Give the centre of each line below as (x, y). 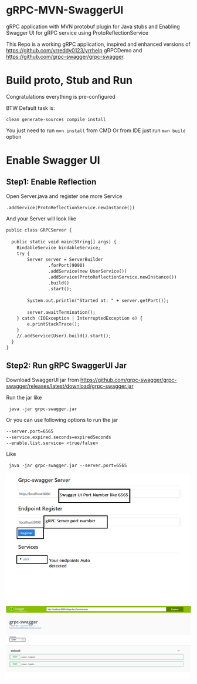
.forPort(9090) (66, 265)
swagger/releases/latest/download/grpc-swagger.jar (70, 386)
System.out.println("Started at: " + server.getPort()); (98, 300)
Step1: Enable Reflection (51, 182)
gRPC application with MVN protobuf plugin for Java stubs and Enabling (93, 26)
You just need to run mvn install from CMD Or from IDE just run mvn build (96, 130)
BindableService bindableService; (59, 247)
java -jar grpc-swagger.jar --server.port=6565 (68, 465)
